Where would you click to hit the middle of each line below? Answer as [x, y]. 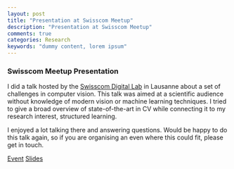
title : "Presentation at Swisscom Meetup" [70, 20]
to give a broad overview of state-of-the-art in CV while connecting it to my [117, 109]
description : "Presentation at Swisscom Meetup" [80, 27]
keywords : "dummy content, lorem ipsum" [67, 46]
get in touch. [26, 145]
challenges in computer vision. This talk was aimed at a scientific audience [115, 94]
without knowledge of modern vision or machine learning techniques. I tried [117, 101]
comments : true [30, 33]
